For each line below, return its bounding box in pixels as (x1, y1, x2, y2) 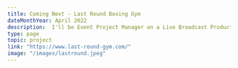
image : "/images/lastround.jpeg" (7, 50, 106, 57)
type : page (7, 30, 40, 38)
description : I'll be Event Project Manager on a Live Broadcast (7, 23, 208, 30)
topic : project (7, 37, 52, 44)
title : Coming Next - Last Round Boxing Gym (7, 10, 141, 18)
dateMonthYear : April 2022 (7, 17, 87, 24)
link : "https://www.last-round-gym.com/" (7, 43, 132, 50)
